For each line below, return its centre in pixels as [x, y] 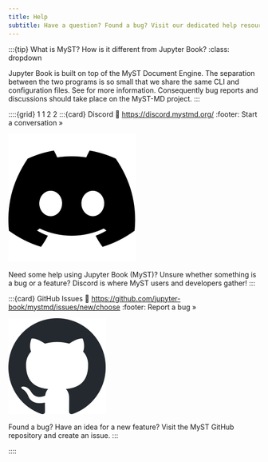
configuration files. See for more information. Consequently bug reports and [133, 90]
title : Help [28, 17]
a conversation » [36, 122]
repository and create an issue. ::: [63, 435]
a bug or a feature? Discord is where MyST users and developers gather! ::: [132, 283]
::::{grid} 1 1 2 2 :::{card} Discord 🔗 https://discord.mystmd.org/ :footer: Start [133, 114]
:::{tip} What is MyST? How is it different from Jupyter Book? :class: [119, 49]
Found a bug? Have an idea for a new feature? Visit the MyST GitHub [121, 427]
